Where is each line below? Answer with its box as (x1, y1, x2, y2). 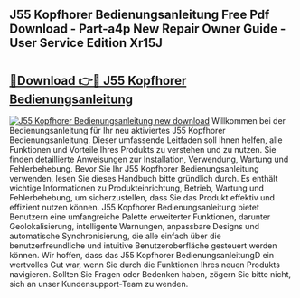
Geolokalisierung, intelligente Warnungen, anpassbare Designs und (9, 221, 260, 231)
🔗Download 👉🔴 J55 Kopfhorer (9, 72, 187, 88)
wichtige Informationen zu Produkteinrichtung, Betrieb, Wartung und (9, 182, 265, 193)
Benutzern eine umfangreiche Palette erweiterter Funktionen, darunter (9, 211, 271, 222)
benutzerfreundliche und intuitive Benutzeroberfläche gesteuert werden (9, 240, 277, 251)
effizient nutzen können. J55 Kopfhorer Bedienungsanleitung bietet (9, 202, 260, 212)
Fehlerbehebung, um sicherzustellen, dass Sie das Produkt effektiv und (9, 192, 276, 202)
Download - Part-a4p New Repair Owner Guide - (9, 22, 286, 37)
